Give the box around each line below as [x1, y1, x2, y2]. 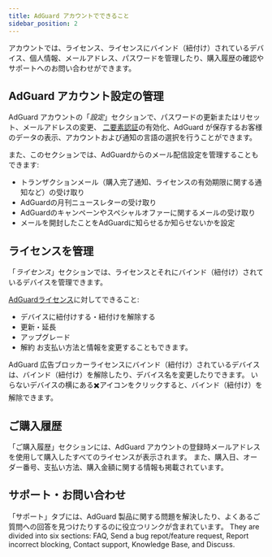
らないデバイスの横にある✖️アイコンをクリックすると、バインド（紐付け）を [8, 380, 263, 390]
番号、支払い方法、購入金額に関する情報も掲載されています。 [22, 462, 229, 472]
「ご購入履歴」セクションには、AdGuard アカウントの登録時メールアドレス [8, 442, 261, 451]
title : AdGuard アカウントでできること [8, 11, 130, 20]
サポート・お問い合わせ [8, 489, 126, 503]
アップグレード [19, 333, 71, 342]
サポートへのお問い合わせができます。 [8, 63, 136, 73]
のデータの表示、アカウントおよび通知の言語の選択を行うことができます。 [8, 133, 257, 142]
